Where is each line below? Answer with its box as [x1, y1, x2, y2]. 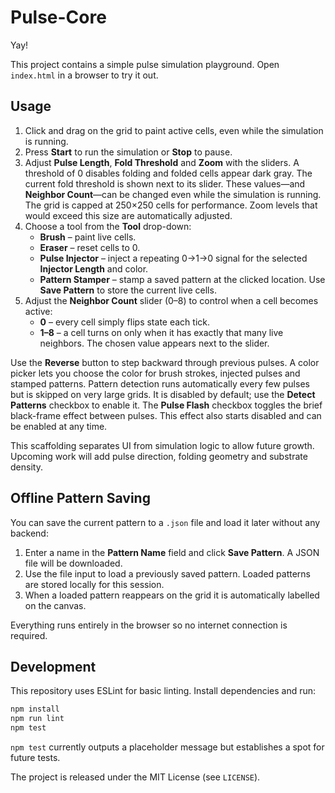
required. [10, 629, 48, 641]
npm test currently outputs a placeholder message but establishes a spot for [10, 741, 325, 753]
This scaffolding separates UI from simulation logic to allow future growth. [10, 439, 315, 451]
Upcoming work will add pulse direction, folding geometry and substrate [10, 450, 308, 462]
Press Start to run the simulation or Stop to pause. [24, 146, 233, 158]
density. [10, 461, 43, 473]
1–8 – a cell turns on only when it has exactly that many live [39, 326, 284, 338]
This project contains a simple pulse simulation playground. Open [10, 58, 280, 70]
